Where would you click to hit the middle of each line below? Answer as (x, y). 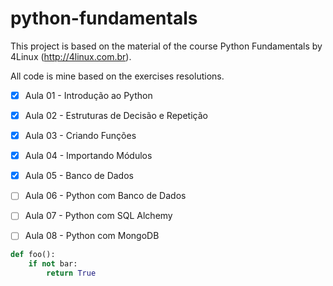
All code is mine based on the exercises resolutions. (117, 76)
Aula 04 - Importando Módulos (88, 156)
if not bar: (53, 264)
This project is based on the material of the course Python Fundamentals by (166, 46)
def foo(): (33, 255)
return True (71, 273)
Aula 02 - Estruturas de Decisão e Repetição (116, 115)
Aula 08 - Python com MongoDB (92, 236)
